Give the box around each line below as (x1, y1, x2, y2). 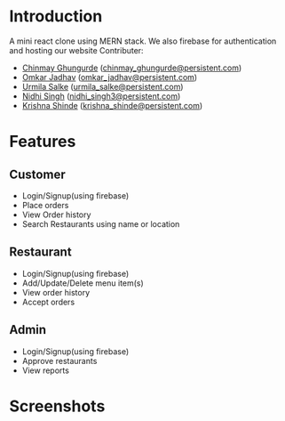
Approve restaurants (21, 355, 98, 366)
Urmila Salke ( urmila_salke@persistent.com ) (21, 81, 184, 92)
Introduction (9, 6, 103, 27)
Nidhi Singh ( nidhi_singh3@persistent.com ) (21, 91, 181, 101)
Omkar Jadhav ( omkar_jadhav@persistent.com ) (21, 71, 198, 82)
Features (9, 132, 76, 152)
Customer (9, 166, 66, 182)
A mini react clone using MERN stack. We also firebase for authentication (9, 36, 277, 46)
